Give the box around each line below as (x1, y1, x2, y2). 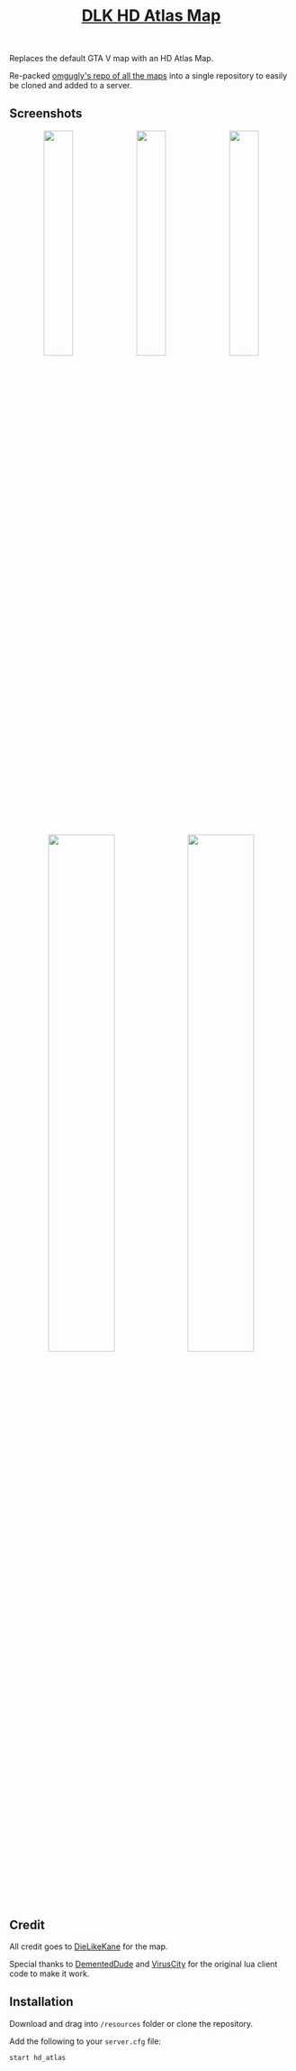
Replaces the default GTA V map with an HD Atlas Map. (9, 52, 214, 63)
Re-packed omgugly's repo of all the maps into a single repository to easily (9, 69, 288, 81)
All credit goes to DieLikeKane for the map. (9, 1941, 168, 1952)
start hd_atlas (9, 2053, 67, 2062)
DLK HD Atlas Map (81, 5, 221, 26)
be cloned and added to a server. (9, 79, 132, 90)
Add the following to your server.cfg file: (9, 2036, 162, 2047)
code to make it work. (9, 1968, 90, 1979)
